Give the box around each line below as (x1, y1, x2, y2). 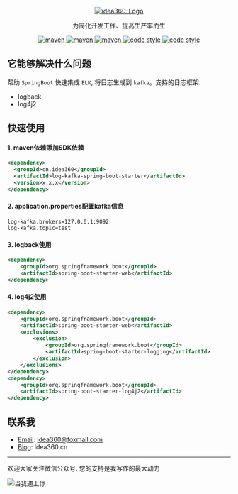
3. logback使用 (7, 240, 52, 248)
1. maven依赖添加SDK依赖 (7, 143, 84, 152)
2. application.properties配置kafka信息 (7, 202, 124, 211)
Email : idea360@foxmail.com (17, 435, 103, 444)
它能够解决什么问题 (7, 57, 91, 70)
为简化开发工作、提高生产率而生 (72, 21, 166, 30)
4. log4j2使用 (7, 292, 47, 301)
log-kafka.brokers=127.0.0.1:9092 (7, 218, 110, 225)
